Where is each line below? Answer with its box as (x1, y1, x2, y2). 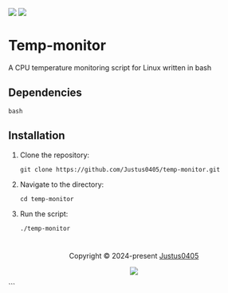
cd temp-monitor (19, 195, 74, 203)
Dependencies (8, 86, 82, 100)
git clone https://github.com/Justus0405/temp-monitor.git (19, 165, 221, 173)
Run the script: (19, 208, 69, 219)
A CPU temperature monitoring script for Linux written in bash (8, 62, 212, 72)
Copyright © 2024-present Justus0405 (69, 251, 199, 260)
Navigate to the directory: (19, 180, 104, 189)
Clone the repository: (19, 150, 90, 160)
